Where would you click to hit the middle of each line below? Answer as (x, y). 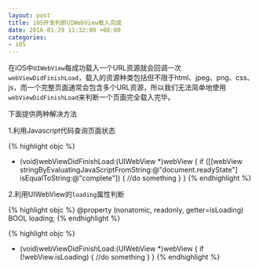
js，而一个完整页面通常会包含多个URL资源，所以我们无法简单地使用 (117, 88)
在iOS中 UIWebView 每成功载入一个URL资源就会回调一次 (95, 68)
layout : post (29, 15)
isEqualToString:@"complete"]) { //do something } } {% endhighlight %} (135, 178)
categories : (27, 37)
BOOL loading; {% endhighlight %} (64, 218)
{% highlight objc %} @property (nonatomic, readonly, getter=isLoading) (126, 210)
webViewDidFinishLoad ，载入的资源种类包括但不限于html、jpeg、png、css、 (131, 78)
